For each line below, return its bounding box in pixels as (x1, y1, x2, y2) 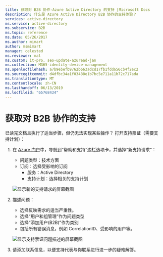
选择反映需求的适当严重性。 (19, 207, 77, 213)
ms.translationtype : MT (5, 76, 54, 81)
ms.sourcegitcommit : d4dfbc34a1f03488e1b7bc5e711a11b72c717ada (5, 72, 139, 77)
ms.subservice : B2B (5, 26, 46, 31)
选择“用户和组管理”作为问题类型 (19, 214, 85, 219)
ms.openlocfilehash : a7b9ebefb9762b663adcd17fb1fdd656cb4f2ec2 (5, 67, 139, 72)
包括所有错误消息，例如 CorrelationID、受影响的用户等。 (19, 226, 135, 232)
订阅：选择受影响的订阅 (19, 164, 68, 170)
